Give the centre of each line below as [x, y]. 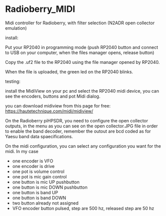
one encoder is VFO [33, 161]
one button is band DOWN [39, 198]
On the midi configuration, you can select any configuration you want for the [83, 146]
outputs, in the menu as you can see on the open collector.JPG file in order [82, 126]
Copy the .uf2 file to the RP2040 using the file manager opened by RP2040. [83, 62]
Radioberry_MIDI [40, 9]
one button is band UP [35, 192]
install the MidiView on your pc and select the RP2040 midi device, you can [82, 91]
